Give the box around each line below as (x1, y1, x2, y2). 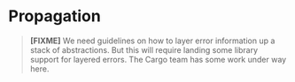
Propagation (8, 6, 101, 26)
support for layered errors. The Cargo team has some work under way (29, 54, 287, 64)
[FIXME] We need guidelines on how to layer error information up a (29, 35, 276, 46)
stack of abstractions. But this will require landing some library (29, 44, 259, 55)
